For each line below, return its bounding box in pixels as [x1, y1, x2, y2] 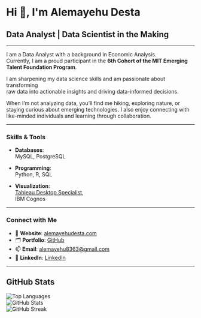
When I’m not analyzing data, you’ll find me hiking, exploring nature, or [6, 100, 181, 107]
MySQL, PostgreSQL [14, 153, 66, 160]
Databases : [14, 146, 44, 154]
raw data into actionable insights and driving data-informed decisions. [6, 88, 179, 95]
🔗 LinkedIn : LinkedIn [14, 254, 66, 261]
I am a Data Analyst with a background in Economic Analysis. [6, 51, 157, 58]
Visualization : [14, 182, 50, 190]
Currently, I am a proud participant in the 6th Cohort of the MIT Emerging [6, 57, 188, 64]
